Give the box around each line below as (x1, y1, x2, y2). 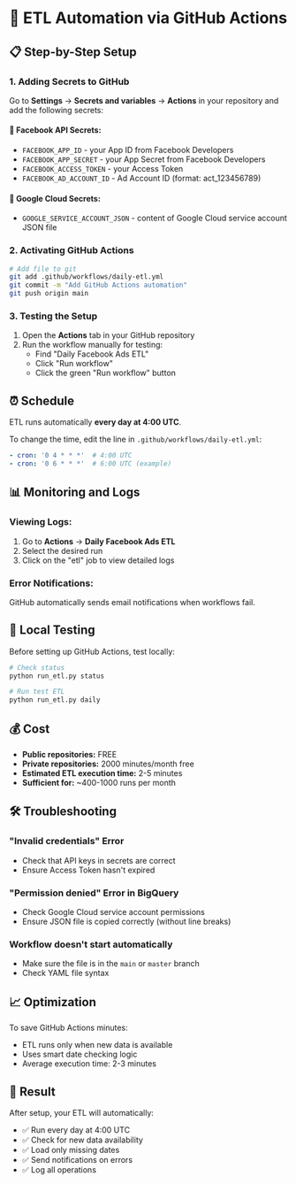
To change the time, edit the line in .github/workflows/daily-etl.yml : (9, 434, 262, 445)
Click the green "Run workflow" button (34, 367, 177, 379)
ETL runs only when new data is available (21, 1040, 173, 1050)
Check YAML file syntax (21, 968, 110, 979)
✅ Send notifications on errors (21, 1154, 133, 1165)
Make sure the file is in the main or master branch (21, 958, 201, 969)
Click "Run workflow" (34, 358, 113, 369)
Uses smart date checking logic (21, 1049, 138, 1060)
